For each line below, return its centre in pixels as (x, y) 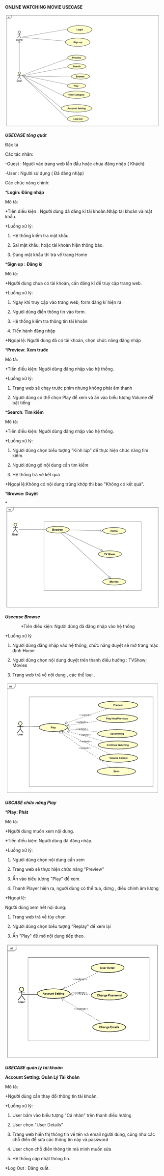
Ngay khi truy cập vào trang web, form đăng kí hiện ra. (67, 302)
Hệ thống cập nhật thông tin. (41, 1159)
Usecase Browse (23, 617)
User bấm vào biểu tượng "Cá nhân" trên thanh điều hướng (72, 1116)
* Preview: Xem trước (27, 350)
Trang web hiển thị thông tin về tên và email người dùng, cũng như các (84, 1134)
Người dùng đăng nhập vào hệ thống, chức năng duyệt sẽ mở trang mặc (85, 645)
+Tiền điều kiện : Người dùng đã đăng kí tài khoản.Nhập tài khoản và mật (79, 211)
